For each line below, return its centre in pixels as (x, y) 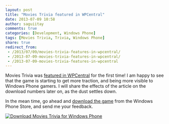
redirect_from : (21, 47)
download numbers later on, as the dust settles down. (61, 91)
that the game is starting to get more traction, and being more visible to (79, 81)
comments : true (21, 29)
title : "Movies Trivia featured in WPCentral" (55, 15)
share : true (18, 43)
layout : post (19, 10)
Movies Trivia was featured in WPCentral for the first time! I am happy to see (84, 75)
